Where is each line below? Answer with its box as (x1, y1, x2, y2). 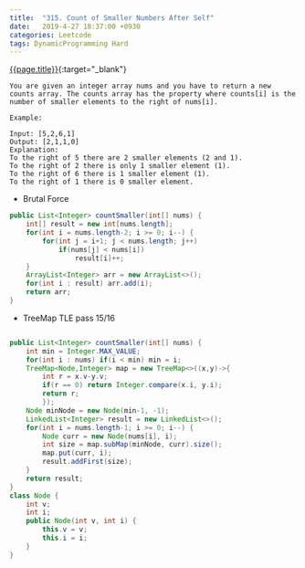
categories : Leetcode (9, 30, 92, 39)
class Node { (9, 490, 59, 500)
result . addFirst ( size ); (42, 458, 132, 467)
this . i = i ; (42, 533, 89, 542)
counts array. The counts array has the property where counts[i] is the (9, 89, 297, 99)
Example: (9, 113, 43, 123)
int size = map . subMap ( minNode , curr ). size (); (42, 440, 223, 449)
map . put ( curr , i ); (42, 448, 112, 458)
